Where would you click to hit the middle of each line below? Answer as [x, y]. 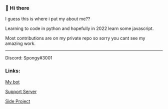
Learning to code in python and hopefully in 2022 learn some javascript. [79, 28]
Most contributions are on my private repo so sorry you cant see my [75, 38]
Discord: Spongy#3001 [29, 58]
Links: [13, 71]
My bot [12, 81]
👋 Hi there [17, 8]
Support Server [21, 91]
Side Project [18, 101]
